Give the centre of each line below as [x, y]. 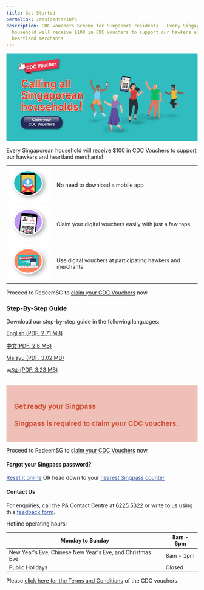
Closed [175, 567]
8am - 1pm [180, 555]
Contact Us [21, 491]
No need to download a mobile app [100, 185]
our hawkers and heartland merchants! [55, 157]
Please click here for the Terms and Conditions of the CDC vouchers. [93, 581]
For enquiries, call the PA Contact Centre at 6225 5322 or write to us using [100, 505]
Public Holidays [28, 567]
